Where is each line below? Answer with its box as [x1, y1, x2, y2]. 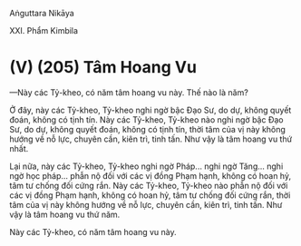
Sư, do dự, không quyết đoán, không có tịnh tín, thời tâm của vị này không [9, 123, 286, 134]
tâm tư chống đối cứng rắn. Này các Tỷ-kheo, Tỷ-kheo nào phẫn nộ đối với [9, 180, 288, 191]
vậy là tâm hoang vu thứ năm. [9, 209, 121, 220]
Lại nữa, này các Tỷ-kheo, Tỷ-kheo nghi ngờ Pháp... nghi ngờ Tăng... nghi [9, 161, 284, 172]
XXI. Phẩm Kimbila [9, 25, 79, 35]
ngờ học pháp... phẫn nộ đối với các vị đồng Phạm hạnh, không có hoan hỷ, [9, 170, 292, 181]
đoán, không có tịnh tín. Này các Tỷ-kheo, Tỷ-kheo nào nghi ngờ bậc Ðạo [9, 113, 284, 125]
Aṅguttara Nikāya [9, 8, 74, 18]
